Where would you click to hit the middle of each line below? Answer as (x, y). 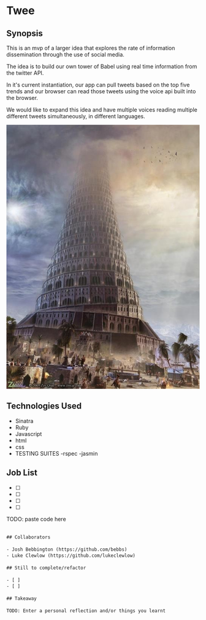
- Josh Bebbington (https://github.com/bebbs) (67, 549)
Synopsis (25, 33)
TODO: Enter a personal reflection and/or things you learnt (86, 611)
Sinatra (24, 421)
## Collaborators (29, 537)
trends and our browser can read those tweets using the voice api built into (101, 91)
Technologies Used (44, 406)
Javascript (29, 434)
